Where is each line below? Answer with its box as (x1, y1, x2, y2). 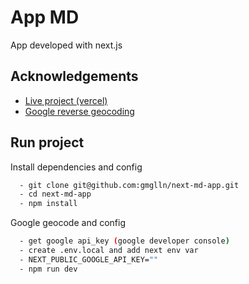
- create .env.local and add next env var (19, 246, 199, 256)
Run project (10, 134, 85, 151)
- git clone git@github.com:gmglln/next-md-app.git (19, 180, 240, 190)
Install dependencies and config (10, 161, 143, 173)
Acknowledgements (10, 68, 139, 85)
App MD (10, 6, 80, 29)
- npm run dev (19, 264, 78, 274)
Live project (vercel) (24, 94, 108, 106)
